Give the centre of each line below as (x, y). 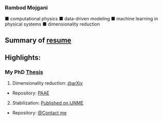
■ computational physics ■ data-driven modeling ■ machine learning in (81, 19)
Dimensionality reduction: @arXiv (47, 83)
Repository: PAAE (31, 93)
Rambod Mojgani (26, 8)
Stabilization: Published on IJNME (48, 103)
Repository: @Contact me (39, 113)
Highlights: (23, 58)
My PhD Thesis (24, 72)
